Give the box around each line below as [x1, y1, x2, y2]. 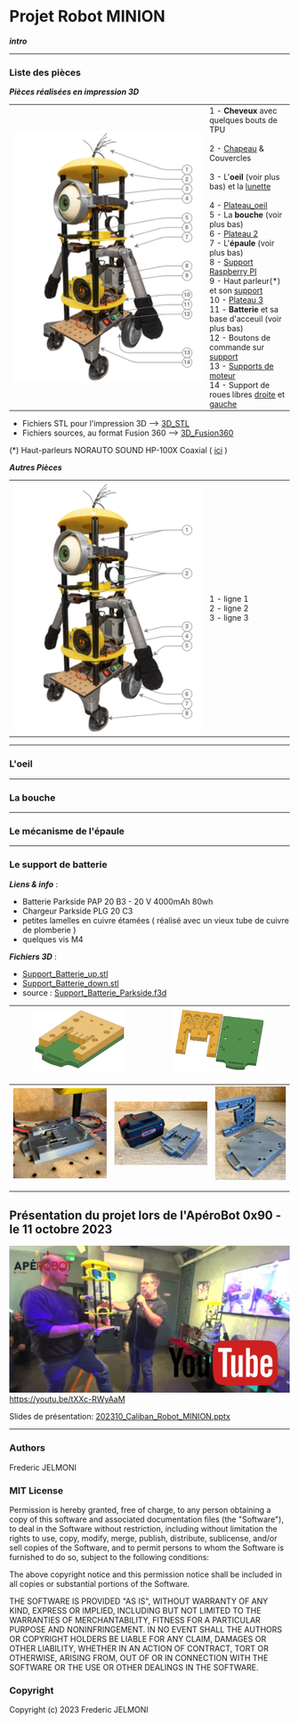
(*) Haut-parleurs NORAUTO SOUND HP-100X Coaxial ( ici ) [9, 445, 229, 456]
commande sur [208, 341, 265, 353]
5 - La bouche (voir [208, 209, 283, 220]
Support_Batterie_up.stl [21, 968, 109, 979]
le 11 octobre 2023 [9, 1222, 113, 1237]
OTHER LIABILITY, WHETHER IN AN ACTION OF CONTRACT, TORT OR [9, 1643, 269, 1654]
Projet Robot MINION [9, 6, 166, 27]
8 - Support [208, 256, 254, 267]
